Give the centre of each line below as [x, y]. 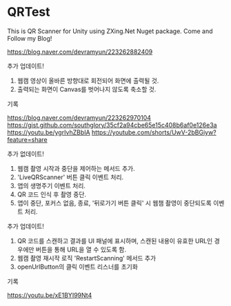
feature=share [27, 139]
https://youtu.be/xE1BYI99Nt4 [50, 295]
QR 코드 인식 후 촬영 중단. [52, 194]
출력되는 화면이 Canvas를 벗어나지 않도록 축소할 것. [87, 89]
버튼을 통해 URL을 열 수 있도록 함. [81, 249]
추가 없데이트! [26, 154]
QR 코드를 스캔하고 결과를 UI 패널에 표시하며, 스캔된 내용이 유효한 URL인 [115, 241]
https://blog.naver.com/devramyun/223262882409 [80, 52]
